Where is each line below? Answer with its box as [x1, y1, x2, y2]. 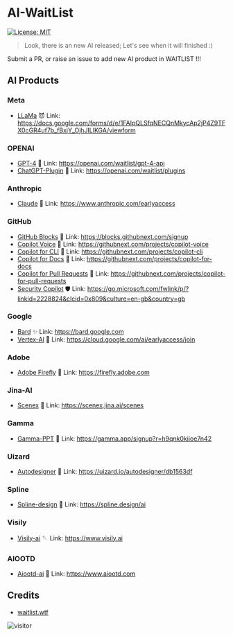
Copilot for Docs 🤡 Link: [17, 254, 85, 263]
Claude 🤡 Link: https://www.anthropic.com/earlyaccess [17, 200, 175, 208]
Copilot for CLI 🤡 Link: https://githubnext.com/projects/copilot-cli [17, 247, 203, 256]
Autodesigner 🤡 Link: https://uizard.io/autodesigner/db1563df [17, 468, 193, 475]
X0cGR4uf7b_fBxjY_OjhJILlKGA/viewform [17, 126, 137, 134]
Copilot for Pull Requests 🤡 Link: [17, 269, 110, 278]
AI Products [7, 75, 60, 87]
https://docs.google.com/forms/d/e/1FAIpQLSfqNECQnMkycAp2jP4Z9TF [17, 118, 226, 127]
